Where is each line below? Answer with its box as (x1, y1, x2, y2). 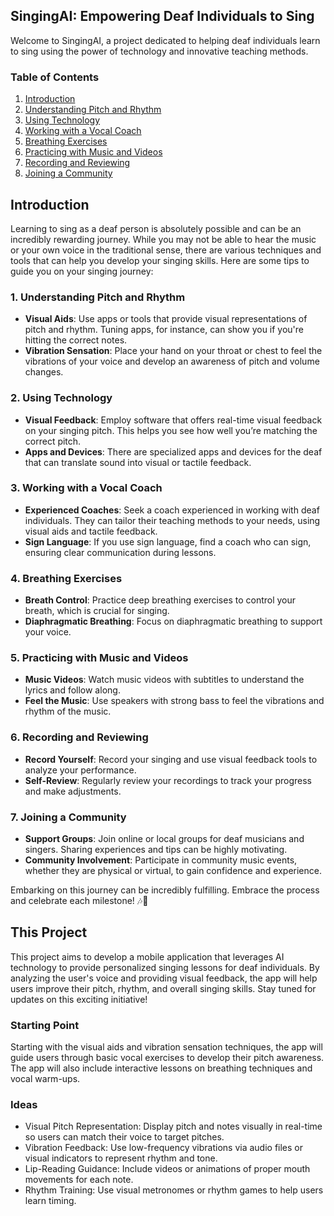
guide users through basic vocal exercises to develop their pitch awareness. (10, 1052, 325, 1064)
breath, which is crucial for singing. (24, 605, 170, 617)
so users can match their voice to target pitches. (24, 1131, 225, 1143)
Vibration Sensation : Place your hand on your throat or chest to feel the (24, 345, 323, 357)
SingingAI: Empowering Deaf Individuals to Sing (10, 8, 315, 25)
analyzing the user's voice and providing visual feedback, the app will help (10, 972, 318, 984)
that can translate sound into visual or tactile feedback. (24, 456, 252, 468)
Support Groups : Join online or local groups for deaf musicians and (24, 833, 305, 844)
